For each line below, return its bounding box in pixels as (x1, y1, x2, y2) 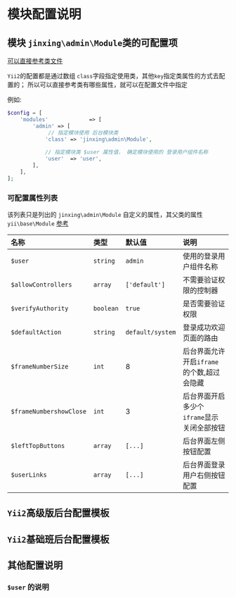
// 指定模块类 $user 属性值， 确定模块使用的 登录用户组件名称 (44, 149, 209, 156)
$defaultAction (11, 328, 62, 336)
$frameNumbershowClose (11, 407, 86, 416)
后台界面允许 (182, 346, 225, 356)
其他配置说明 (7, 559, 63, 571)
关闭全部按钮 (182, 423, 225, 432)
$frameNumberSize (11, 362, 69, 370)
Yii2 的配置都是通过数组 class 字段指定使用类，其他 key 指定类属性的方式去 (7, 72, 219, 80)
